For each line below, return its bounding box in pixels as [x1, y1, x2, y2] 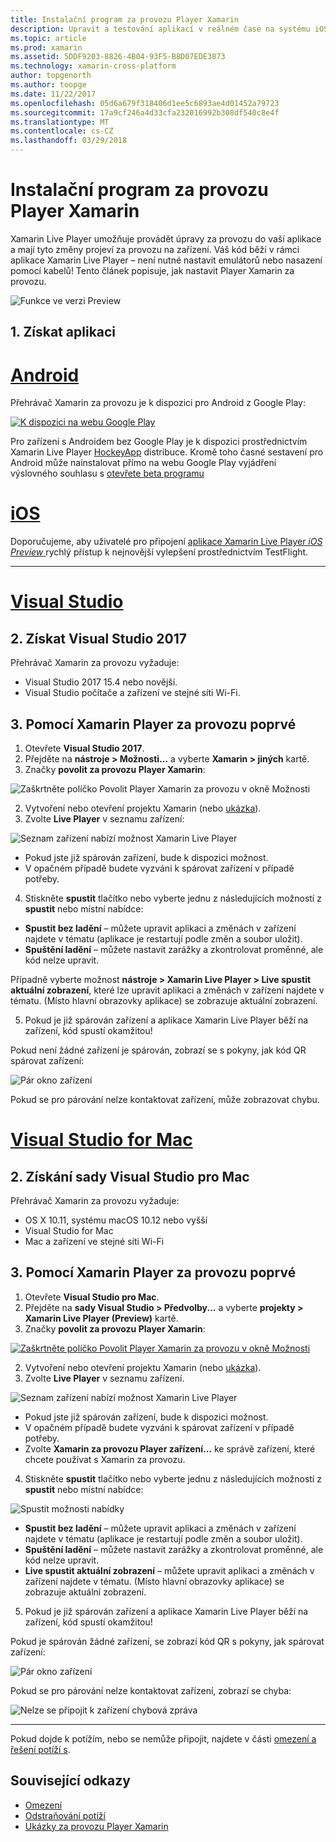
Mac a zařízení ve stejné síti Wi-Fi [24, 1236, 165, 1248]
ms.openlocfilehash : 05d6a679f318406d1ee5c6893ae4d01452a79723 [10, 98, 280, 108]
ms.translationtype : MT [10, 117, 110, 127]
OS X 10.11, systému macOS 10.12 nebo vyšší [24, 1214, 208, 1226]
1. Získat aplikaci [10, 324, 117, 341]
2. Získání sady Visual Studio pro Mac [10, 1168, 250, 1185]
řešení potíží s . [10, 1743, 71, 1755]
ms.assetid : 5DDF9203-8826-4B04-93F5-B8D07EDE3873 [10, 52, 226, 62]
